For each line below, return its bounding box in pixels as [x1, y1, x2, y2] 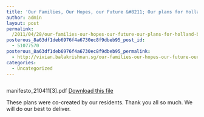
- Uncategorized [12, 65, 53, 72]
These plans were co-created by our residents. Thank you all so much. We [6, 99, 193, 106]
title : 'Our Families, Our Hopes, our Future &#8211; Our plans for [6, 8, 183, 15]
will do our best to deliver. [6, 105, 71, 113]
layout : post [6, 20, 39, 26]
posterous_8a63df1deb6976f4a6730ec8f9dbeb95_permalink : [6, 48, 151, 55]
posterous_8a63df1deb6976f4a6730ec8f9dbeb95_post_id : [6, 37, 146, 43]
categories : [6, 59, 36, 65]
